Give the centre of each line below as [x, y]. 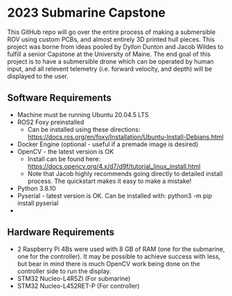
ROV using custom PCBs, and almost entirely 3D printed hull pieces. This [111, 39]
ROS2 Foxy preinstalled [51, 122]
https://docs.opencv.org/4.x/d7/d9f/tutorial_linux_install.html [114, 166]
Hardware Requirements [61, 233]
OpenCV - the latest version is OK [65, 151]
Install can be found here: [64, 159]
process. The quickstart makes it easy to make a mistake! [109, 181]
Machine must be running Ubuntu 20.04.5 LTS [83, 114]
